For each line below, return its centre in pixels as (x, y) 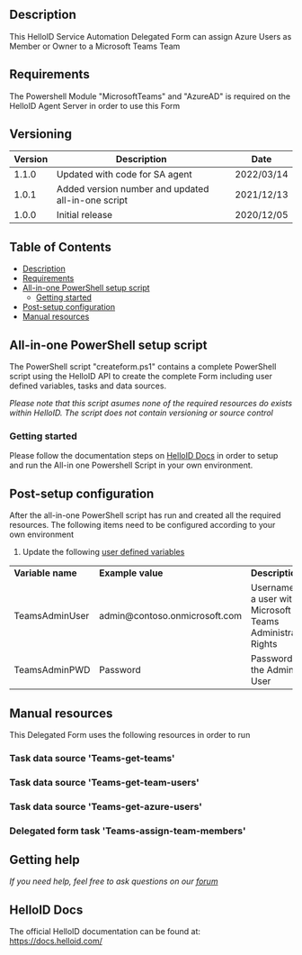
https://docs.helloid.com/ (56, 941)
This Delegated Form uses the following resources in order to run (130, 734)
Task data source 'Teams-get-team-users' (104, 782)
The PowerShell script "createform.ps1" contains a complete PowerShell (143, 367)
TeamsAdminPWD (52, 670)
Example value (131, 573)
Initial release (85, 215)
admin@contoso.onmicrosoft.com (170, 616)
